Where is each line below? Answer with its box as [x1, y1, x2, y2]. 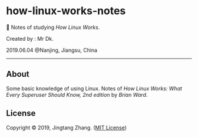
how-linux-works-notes [6, 4, 126, 18]
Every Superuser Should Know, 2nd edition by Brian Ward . [6, 91, 148, 98]
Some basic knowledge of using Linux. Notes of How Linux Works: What [6, 84, 183, 92]
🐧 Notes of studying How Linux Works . [6, 24, 100, 31]
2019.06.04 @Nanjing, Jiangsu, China [6, 46, 98, 54]
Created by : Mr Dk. [6, 35, 54, 42]
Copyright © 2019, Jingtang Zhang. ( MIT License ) [6, 124, 127, 131]
